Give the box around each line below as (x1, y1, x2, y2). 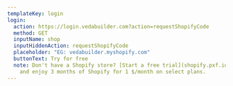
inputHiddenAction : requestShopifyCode (13, 42, 129, 49)
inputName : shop (13, 36, 60, 43)
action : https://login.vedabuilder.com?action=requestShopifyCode (13, 23, 209, 30)
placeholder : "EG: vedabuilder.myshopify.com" (13, 49, 150, 56)
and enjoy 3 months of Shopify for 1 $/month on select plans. (19, 68, 207, 75)
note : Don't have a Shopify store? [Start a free (13, 62, 159, 69)
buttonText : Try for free (13, 55, 89, 62)
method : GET (13, 29, 49, 37)
